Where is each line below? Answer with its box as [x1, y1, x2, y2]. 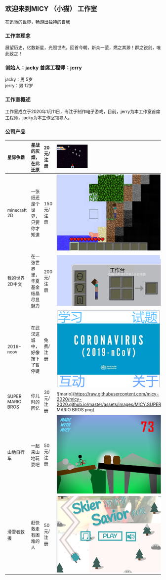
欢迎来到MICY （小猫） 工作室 [5, 4, 97, 13]
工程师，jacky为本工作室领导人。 [5, 114, 73, 120]
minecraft [7, 207, 27, 213]
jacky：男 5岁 [5, 76, 33, 83]
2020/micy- [56, 396, 83, 402]
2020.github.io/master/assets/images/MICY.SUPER [56, 401, 162, 407]
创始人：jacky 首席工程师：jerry [5, 64, 83, 71]
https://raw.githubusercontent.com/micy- [74, 390, 160, 397]
